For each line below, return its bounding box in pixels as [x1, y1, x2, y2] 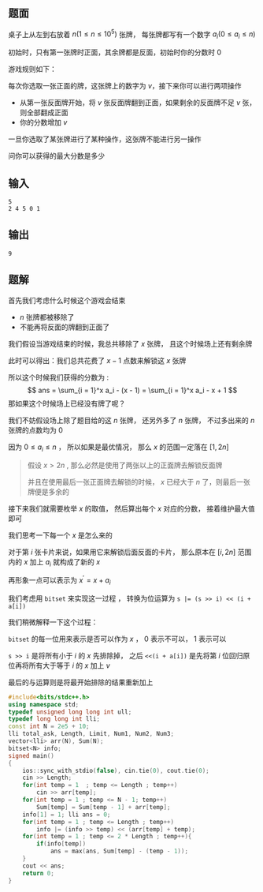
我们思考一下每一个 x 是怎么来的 [8, 530, 113, 540]
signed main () [8, 751, 55, 759]
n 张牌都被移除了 [19, 312, 75, 321]
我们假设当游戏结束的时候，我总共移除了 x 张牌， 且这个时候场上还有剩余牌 [8, 339, 253, 348]
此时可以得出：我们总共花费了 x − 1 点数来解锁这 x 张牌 [8, 355, 187, 365]
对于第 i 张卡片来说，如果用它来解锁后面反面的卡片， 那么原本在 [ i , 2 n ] [8, 547, 236, 557]
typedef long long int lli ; [8, 715, 101, 723]
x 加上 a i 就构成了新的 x [23, 557, 101, 568]
